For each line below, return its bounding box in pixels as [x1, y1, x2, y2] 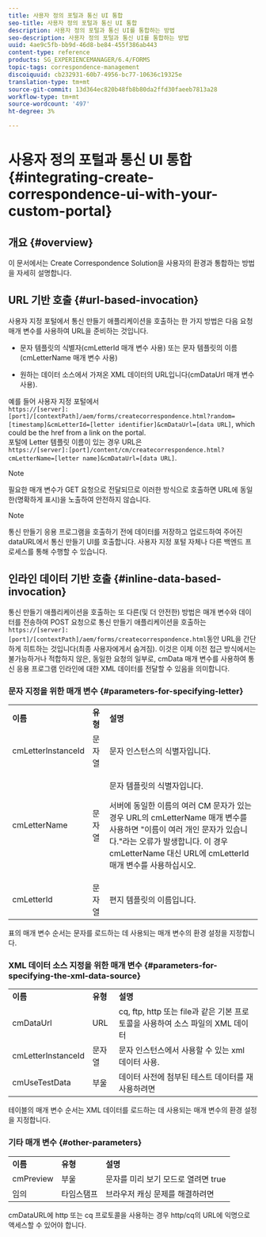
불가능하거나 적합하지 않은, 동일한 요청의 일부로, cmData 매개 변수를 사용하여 [8, 654, 247, 663]
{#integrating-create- [8, 168, 154, 186]
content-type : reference [8, 48, 90, 56]
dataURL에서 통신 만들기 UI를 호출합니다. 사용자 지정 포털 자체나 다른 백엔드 [8, 536, 244, 546]
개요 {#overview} [8, 236, 93, 249]
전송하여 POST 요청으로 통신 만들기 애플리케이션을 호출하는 [22, 617, 207, 627]
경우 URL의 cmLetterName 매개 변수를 [109, 812, 248, 823]
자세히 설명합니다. [16, 268, 72, 278]
